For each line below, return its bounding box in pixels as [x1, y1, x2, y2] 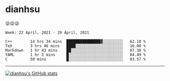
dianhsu [5, 4, 40, 15]
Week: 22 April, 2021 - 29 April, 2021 [5, 30, 90, 35]
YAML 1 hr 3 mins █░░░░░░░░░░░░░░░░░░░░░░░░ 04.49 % [5, 52, 146, 57]
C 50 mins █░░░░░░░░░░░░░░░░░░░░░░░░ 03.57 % [5, 57, 146, 62]
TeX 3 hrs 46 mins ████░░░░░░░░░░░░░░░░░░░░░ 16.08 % [5, 43, 146, 49]
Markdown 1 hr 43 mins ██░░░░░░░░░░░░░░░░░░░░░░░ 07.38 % [5, 48, 146, 53]
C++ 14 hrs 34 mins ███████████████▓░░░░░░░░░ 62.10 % [5, 39, 146, 44]
